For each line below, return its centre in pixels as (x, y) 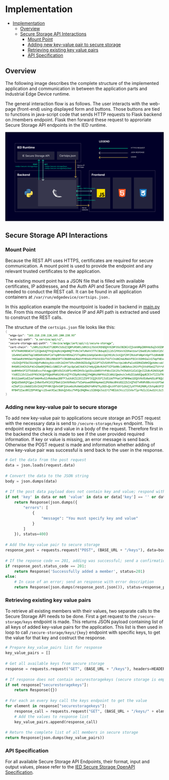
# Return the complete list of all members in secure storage (72, 733)
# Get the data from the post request (46, 460)
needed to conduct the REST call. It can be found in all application (73, 291)
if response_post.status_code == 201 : (46, 566)
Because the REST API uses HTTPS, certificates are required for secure (79, 261)
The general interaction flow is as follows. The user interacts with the (77, 104)
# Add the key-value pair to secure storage (53, 545)
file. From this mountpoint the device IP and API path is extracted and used (83, 312)
